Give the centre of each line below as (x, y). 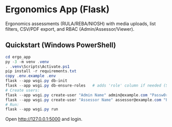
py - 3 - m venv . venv (27, 62)
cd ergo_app (18, 57)
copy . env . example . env (31, 76)
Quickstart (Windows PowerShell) (61, 45)
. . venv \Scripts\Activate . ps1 (38, 67)
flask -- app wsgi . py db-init (36, 81)
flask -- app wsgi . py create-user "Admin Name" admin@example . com (76, 95)
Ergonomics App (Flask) (58, 9)
